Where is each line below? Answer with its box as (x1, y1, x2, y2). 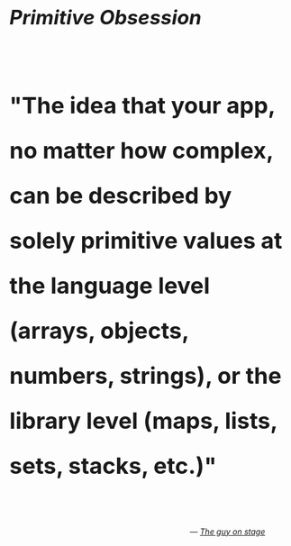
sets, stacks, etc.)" (9, 451, 217, 480)
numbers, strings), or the (9, 361, 282, 390)
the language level (9, 271, 210, 300)
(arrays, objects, (9, 316, 189, 345)
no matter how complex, (9, 136, 274, 165)
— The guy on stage (189, 526, 266, 537)
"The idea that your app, (9, 91, 276, 120)
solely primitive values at (9, 226, 283, 255)
